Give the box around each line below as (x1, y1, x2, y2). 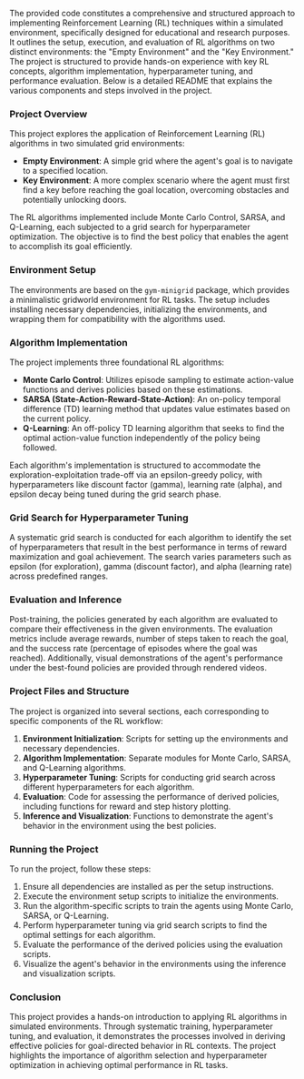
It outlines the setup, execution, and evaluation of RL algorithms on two (9, 36, 275, 47)
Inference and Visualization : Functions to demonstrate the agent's (22, 810, 274, 822)
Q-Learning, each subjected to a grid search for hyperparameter (9, 222, 251, 233)
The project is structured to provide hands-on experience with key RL (9, 56, 270, 66)
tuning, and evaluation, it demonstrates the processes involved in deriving (9, 1031, 286, 1042)
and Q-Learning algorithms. (22, 761, 127, 772)
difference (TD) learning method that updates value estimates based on (22, 403, 290, 414)
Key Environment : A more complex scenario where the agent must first (22, 175, 290, 186)
